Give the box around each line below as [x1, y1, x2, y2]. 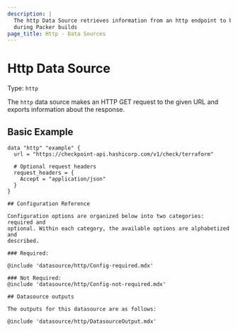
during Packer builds [13, 23, 78, 30]
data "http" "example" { [7, 144, 81, 151]
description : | [7, 10, 52, 18]
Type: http [7, 84, 39, 93]
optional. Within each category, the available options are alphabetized [7, 225, 230, 232]
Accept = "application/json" [20, 176, 106, 183]
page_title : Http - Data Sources [7, 30, 106, 38]
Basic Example [7, 125, 74, 138]
